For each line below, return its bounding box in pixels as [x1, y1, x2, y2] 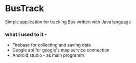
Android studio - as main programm [12, 52, 84, 58]
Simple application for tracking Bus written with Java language [5, 19, 131, 25]
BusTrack [5, 3, 44, 14]
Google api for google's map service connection [12, 47, 110, 53]
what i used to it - [5, 31, 47, 38]
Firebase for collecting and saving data [12, 42, 91, 48]
